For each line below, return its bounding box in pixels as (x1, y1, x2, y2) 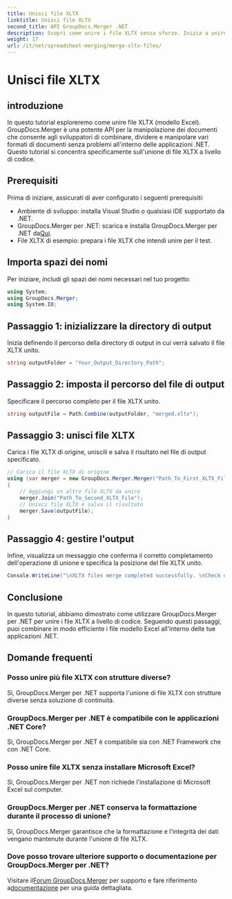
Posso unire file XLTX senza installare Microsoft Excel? (7, 762, 195, 771)
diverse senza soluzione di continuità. (7, 696, 115, 704)
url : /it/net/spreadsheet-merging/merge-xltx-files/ (7, 42, 162, 49)
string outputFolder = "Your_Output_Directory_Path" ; (7, 360, 166, 367)
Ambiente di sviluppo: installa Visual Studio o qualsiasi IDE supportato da (17, 207, 224, 215)
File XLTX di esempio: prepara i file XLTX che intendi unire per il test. (17, 236, 213, 245)
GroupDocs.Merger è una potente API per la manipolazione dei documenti (7, 125, 217, 134)
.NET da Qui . (17, 229, 52, 237)
